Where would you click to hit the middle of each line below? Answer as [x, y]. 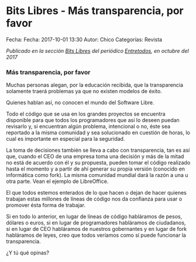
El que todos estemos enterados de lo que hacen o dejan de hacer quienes [97, 193]
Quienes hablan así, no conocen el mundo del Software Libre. [80, 103]
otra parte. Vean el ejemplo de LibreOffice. [57, 181]
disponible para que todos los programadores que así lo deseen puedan [93, 120]
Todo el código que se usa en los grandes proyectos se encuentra [86, 114]
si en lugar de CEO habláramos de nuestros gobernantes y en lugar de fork [97, 229]
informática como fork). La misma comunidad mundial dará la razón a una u [97, 175]
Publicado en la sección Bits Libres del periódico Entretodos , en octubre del [97, 50]
